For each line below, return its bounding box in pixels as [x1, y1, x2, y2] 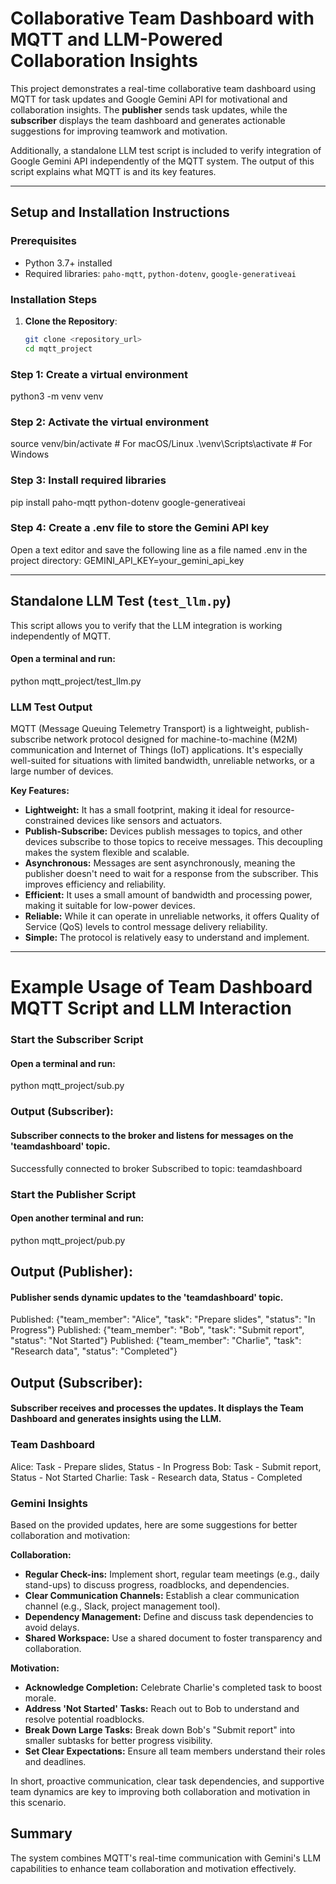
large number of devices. [10, 765, 114, 777]
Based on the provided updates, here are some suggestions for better [10, 1518, 298, 1531]
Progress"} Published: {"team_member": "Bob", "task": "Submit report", [10, 1324, 305, 1336]
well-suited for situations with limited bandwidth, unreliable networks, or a [10, 755, 315, 767]
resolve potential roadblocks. [24, 1713, 145, 1725]
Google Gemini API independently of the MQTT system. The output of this [10, 155, 315, 167]
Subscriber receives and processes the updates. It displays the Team [10, 1402, 304, 1414]
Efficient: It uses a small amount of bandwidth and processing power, [24, 889, 313, 901]
